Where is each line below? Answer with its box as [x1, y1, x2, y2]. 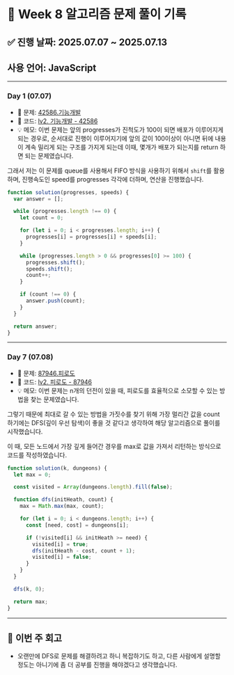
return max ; [13, 598, 49, 605]
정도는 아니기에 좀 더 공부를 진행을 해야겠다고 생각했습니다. [17, 660, 178, 669]
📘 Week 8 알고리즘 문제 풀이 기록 [7, 6, 187, 22]
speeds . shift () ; [25, 265, 73, 272]
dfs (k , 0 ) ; [13, 585, 45, 592]
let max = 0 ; [13, 471, 52, 478]
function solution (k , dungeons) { [7, 464, 108, 472]
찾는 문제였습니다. [30, 395, 79, 404]
